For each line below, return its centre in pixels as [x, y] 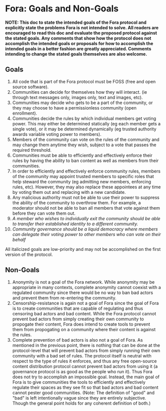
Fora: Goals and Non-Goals [62, 9]
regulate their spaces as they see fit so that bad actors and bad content [85, 387]
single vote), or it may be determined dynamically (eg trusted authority [84, 129]
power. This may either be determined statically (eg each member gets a [86, 123]
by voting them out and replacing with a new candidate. [69, 192]
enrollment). [25, 113]
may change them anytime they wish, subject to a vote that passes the [84, 145]
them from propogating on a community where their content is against [84, 329]
